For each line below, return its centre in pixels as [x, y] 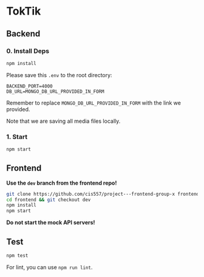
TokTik [24, 11]
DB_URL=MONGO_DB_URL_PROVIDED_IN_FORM [55, 91]
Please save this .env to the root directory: [59, 75]
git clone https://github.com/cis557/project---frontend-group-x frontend [103, 194]
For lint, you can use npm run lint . [49, 267]
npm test [17, 256]
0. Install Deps [28, 51]
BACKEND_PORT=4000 [29, 86]
